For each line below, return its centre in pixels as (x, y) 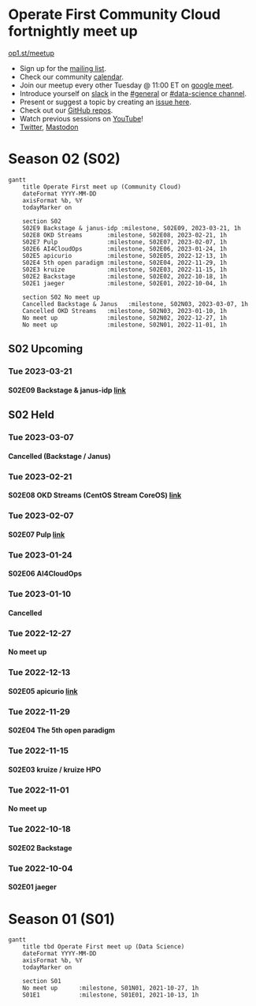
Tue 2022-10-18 (39, 829)
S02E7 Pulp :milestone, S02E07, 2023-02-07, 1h (124, 242)
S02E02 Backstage (40, 848)
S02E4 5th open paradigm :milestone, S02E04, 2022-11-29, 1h (124, 263)
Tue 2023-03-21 (40, 371)
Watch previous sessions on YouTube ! (81, 118)
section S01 (42, 982)
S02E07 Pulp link (37, 535)
